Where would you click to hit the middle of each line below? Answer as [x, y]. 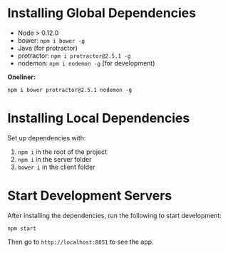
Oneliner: [21, 77]
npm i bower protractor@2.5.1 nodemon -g [70, 90]
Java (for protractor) [48, 48]
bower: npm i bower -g [51, 40]
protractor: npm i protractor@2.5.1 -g [74, 56]
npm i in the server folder [55, 159]
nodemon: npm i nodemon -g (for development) [86, 63]
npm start [22, 228]
